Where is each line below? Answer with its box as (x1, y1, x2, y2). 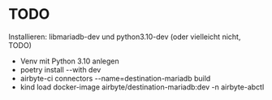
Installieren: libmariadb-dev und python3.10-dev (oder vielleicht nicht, (8, 32, 241, 41)
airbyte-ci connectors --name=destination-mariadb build (19, 73, 211, 83)
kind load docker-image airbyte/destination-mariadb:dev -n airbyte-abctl (19, 82, 265, 92)
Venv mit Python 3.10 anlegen (19, 56, 119, 66)
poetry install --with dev (19, 64, 101, 74)
